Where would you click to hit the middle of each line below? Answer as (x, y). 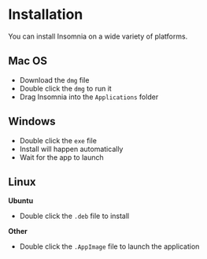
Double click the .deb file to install (74, 216)
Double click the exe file (58, 140)
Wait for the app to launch (61, 157)
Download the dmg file (54, 80)
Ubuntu (21, 201)
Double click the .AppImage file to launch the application (109, 246)
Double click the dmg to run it (65, 88)
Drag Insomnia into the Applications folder (89, 97)
